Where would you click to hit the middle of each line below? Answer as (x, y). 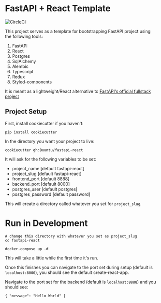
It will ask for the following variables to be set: (51, 159)
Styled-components (32, 82)
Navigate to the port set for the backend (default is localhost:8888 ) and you (80, 282)
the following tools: (24, 36)
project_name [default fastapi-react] (48, 168)
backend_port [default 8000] (41, 184)
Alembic (20, 66)
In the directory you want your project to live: (50, 141)
